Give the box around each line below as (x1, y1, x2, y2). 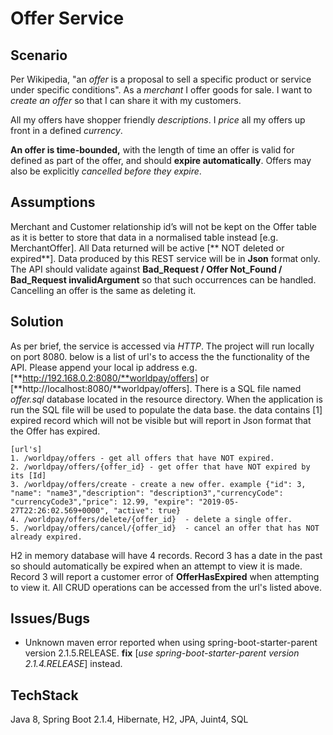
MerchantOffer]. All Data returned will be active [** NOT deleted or (10, 242, 285, 254)
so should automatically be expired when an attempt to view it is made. (10, 560, 303, 572)
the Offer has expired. (10, 425, 101, 437)
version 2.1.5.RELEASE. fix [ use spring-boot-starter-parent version (24, 647, 300, 659)
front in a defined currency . (10, 125, 123, 136)
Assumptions (10, 194, 96, 211)
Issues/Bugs (10, 610, 90, 627)
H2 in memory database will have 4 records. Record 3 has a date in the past (10, 549, 323, 561)
